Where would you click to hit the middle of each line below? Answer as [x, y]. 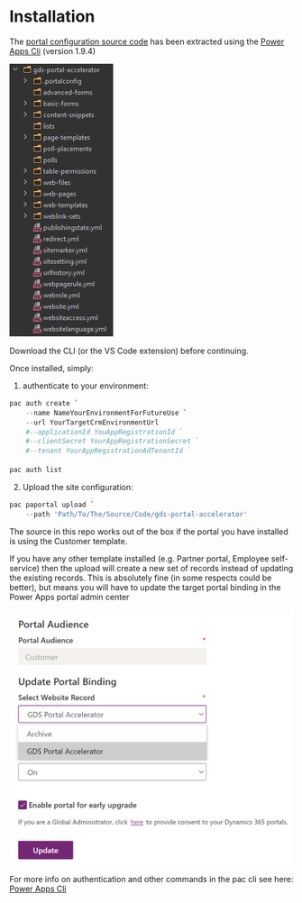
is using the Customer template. [69, 541]
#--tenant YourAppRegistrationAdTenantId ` [109, 451]
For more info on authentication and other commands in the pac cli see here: [151, 879]
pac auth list [36, 470]
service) [25, 568]
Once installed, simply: [52, 368]
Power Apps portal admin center [69, 597]
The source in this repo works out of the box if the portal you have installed [149, 531]
